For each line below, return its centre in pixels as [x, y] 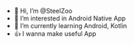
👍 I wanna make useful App [55, 34]
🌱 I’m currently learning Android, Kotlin [71, 26]
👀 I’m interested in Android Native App [70, 18]
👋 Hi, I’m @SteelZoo [43, 11]
